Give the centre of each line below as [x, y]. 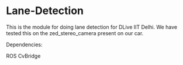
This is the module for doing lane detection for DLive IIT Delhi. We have [91, 27]
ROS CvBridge [23, 56]
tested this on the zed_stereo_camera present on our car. [75, 33]
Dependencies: [24, 45]
